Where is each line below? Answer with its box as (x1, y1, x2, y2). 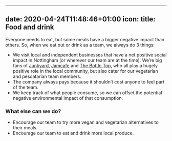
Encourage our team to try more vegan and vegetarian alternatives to (12, 119, 159, 125)
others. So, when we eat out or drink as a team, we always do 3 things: (5, 42, 155, 48)
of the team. (12, 84, 39, 90)
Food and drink (5, 23, 54, 32)
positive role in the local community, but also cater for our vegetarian (12, 68, 159, 74)
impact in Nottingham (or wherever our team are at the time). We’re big (12, 57, 162, 63)
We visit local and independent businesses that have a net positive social (12, 51, 167, 58)
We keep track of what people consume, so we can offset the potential (12, 90, 162, 96)
